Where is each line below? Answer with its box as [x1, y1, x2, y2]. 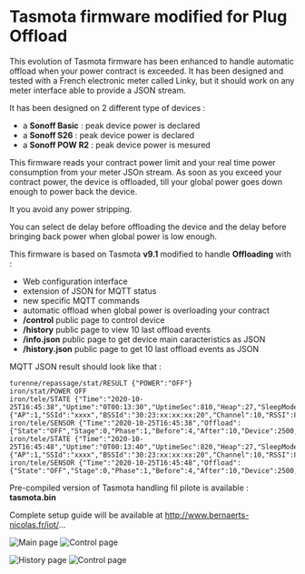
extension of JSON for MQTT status [22, 285, 157, 297]
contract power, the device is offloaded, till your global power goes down [9, 176, 283, 187]
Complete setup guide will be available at [9, 509, 163, 520]
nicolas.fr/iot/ [9, 519, 59, 529]
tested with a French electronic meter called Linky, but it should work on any [9, 75, 295, 86]
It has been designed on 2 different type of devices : [9, 102, 206, 113]
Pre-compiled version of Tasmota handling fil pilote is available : [9, 482, 250, 493]
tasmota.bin [9, 491, 56, 502]
